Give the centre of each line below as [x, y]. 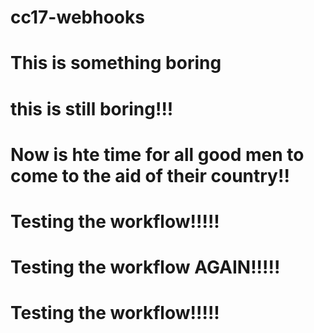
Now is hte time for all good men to [157, 154]
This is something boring [116, 63]
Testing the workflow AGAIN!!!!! [145, 267]
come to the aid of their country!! [150, 175]
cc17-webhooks [77, 17]
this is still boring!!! [92, 108]
